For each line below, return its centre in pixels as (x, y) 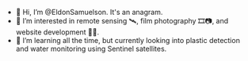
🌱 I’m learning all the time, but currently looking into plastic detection (128, 40)
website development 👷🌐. (57, 32)
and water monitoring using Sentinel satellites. (91, 48)
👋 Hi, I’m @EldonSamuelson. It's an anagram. (89, 12)
